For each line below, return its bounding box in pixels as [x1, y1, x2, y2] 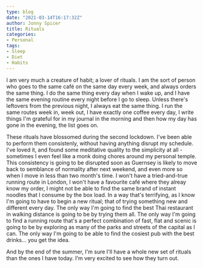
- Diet [6, 54, 23, 60]
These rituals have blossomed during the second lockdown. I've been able [6, 133, 192, 140]
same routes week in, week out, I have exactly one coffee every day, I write [6, 109, 194, 116]
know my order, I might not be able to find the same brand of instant [6, 184, 176, 192]
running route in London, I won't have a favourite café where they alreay [6, 178, 187, 186]
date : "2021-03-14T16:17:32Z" [6, 15, 83, 21]
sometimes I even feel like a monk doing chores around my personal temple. [6, 152, 197, 159]
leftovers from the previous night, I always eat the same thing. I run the [6, 102, 183, 109]
